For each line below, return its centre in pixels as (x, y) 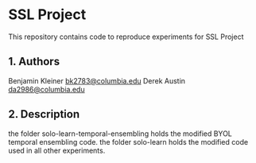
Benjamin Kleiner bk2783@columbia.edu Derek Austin (97, 80)
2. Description (44, 114)
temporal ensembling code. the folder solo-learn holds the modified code (128, 142)
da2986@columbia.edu (47, 89)
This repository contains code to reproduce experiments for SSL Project (126, 37)
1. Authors (34, 62)
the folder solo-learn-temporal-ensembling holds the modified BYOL (120, 134)
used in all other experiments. (57, 150)
